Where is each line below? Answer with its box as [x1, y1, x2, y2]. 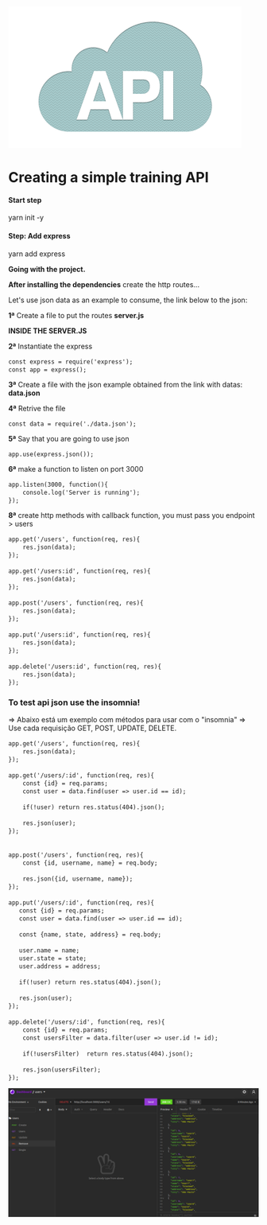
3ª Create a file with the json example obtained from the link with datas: [8, 379, 243, 389]
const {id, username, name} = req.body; [22, 858, 158, 867]
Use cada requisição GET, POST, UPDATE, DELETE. [8, 723, 177, 733]
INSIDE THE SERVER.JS [8, 325, 87, 336]
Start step [8, 195, 42, 204]
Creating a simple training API [8, 169, 209, 187]
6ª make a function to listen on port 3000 [8, 464, 144, 473]
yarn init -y [8, 213, 44, 223]
